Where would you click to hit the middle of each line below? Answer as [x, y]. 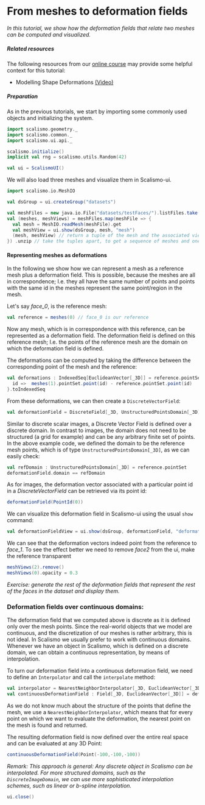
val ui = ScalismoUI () [36, 168]
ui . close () [21, 796]
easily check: [23, 456]
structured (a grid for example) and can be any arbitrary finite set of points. [101, 436]
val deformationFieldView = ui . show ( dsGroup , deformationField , [90, 531]
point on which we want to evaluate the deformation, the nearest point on [99, 718]
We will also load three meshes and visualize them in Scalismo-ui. [89, 180]
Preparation [23, 96]
